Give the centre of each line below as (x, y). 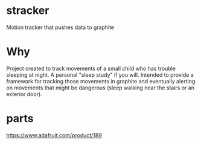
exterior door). (24, 94)
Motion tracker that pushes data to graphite (60, 27)
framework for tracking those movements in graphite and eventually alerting (101, 81)
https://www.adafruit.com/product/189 (54, 135)
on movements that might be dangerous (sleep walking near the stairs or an (101, 88)
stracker (28, 11)
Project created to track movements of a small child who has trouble (91, 68)
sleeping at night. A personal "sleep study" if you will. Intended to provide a (100, 75)
